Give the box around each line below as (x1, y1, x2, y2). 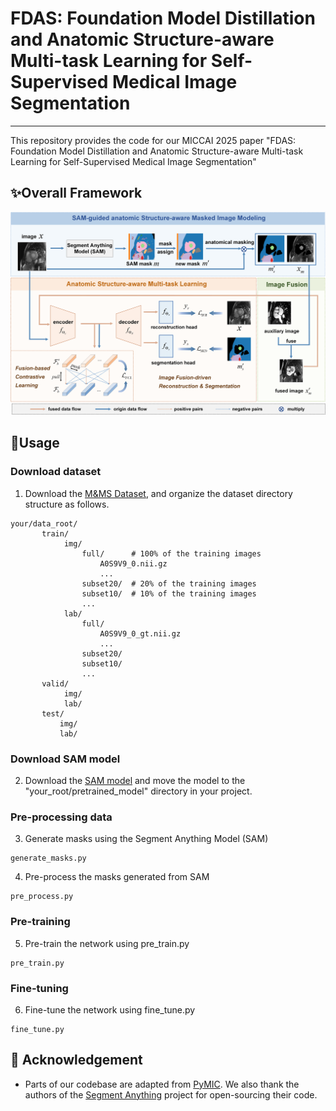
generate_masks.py (10, 853, 87, 864)
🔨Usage (10, 435, 60, 452)
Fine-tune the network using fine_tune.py (24, 1003, 196, 1016)
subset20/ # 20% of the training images (81, 578, 257, 589)
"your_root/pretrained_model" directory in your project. (24, 785, 253, 797)
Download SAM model (10, 752, 121, 766)
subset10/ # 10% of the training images (81, 588, 257, 599)
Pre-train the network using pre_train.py (24, 937, 190, 949)
